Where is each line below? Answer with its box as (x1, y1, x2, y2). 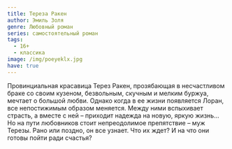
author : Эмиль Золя (7, 17, 64, 24)
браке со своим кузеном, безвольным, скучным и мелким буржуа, (7, 89, 209, 97)
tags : (7, 36, 23, 43)
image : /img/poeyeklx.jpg (7, 56, 82, 63)
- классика (13, 50, 45, 57)
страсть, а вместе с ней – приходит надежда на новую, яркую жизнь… (7, 111, 219, 120)
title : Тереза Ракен (7, 10, 68, 17)
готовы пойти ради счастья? (7, 134, 92, 142)
